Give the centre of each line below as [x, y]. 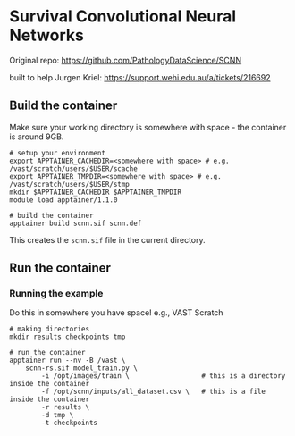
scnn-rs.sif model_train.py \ [82, 368]
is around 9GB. [37, 137]
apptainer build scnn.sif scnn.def [76, 223]
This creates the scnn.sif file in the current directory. [107, 239]
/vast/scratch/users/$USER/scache [74, 168]
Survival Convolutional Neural [123, 17]
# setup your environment [57, 153]
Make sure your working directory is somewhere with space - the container [148, 127]
